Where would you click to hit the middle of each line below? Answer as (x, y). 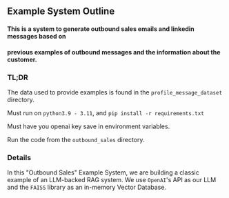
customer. (22, 59)
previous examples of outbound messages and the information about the (114, 52)
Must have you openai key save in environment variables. (89, 126)
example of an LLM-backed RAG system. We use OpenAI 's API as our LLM (112, 180)
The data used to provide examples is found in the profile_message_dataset (115, 92)
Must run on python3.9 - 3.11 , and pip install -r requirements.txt (106, 112)
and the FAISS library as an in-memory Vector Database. (87, 187)
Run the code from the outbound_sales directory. (76, 139)
